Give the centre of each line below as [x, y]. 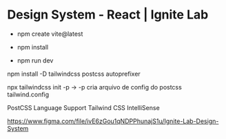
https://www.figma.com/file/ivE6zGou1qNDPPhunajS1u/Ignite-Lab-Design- [113, 121]
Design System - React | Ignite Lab [108, 15]
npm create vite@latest [50, 34]
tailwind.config [28, 94]
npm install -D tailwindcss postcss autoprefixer [74, 74]
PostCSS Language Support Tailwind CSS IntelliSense [83, 107]
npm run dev [35, 60]
